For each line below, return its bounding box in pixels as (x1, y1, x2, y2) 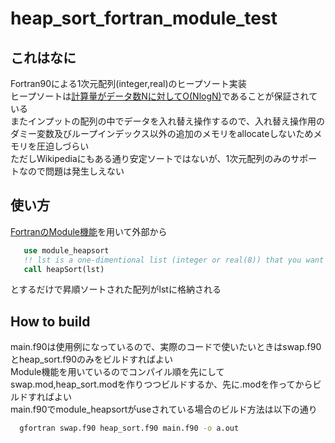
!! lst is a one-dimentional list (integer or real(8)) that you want (23, 255, 325, 265)
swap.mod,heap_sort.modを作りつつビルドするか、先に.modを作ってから (10, 378, 313, 391)
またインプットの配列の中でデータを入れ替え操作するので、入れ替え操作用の (10, 115, 326, 127)
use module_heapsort (23, 245, 110, 256)
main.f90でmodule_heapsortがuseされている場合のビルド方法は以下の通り (10, 403, 318, 416)
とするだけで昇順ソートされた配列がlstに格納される (10, 283, 222, 296)
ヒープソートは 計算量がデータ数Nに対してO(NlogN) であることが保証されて (10, 90, 318, 102)
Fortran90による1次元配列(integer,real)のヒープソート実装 (10, 78, 247, 89)
